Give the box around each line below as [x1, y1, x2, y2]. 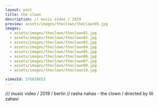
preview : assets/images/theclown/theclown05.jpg [5, 21, 108, 26]
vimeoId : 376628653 [5, 77, 46, 82]
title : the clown [5, 12, 41, 17]
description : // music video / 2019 [5, 16, 81, 21]
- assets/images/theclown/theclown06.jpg [9, 53, 97, 59]
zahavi [5, 95, 19, 101]
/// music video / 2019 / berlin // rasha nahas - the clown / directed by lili [5, 90, 154, 96]
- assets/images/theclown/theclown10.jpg [9, 68, 97, 73]
